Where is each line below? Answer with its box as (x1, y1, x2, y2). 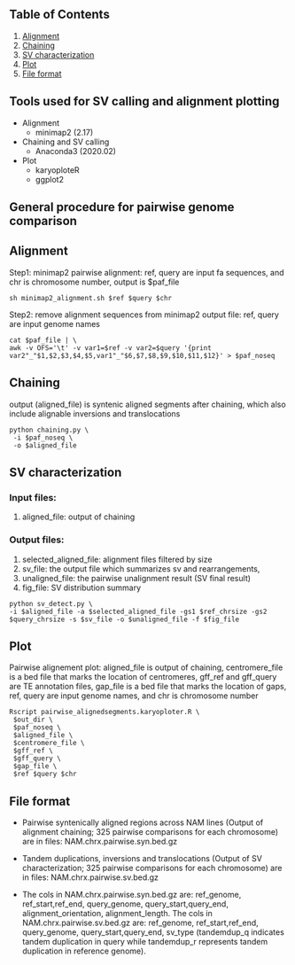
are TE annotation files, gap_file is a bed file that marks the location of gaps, (9, 681, 287, 692)
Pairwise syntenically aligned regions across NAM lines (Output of (21, 817, 264, 828)
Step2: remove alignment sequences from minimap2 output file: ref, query (9, 309, 279, 320)
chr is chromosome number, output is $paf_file (9, 276, 180, 287)
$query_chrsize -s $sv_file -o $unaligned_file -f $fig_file (9, 615, 240, 624)
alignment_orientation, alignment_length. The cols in (21, 908, 213, 919)
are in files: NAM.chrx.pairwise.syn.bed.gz (21, 837, 178, 847)
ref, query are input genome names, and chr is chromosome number (9, 690, 259, 701)
